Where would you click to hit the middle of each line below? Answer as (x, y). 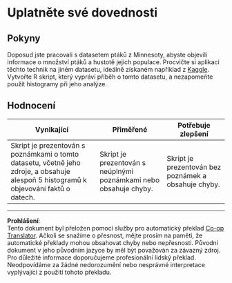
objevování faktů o (40, 188)
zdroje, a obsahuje (40, 171)
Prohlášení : (24, 221)
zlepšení (194, 134)
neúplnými (117, 171)
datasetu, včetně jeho (46, 162)
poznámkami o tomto (45, 154)
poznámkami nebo (130, 179)
